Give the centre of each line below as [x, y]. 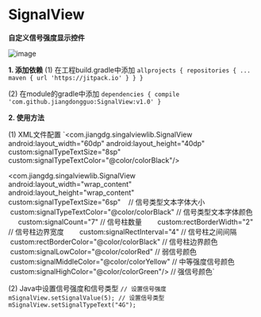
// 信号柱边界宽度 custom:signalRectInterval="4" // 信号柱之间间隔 [123, 231]
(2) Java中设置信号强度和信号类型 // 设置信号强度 [87, 288]
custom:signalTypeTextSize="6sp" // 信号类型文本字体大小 [107, 202]
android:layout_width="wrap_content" [70, 184]
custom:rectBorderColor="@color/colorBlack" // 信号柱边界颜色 [114, 242]
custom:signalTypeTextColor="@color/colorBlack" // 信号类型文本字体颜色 [131, 211]
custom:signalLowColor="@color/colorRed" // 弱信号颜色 [103, 251]
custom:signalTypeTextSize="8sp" [65, 152]
